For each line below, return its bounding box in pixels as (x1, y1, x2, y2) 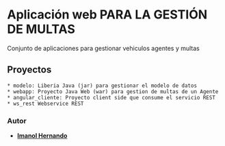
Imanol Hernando (16, 132, 68, 140)
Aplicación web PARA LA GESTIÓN (7, 7, 208, 23)
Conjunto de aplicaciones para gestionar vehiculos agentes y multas (7, 44, 200, 52)
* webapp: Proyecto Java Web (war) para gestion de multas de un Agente (7, 88, 219, 95)
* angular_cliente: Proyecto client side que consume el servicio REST (7, 94, 215, 101)
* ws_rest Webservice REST (7, 100, 84, 107)
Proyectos (7, 64, 52, 75)
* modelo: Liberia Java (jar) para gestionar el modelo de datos (7, 82, 197, 89)
